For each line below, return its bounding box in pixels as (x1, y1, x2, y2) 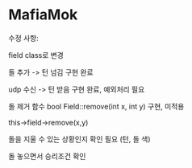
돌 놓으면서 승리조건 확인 (8, 151, 86, 161)
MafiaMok (8, 6, 78, 24)
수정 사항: (8, 33, 39, 43)
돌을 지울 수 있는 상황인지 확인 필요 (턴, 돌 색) (8, 134, 151, 144)
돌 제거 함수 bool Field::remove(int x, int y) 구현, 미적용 (8, 101, 185, 111)
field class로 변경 (8, 50, 65, 59)
